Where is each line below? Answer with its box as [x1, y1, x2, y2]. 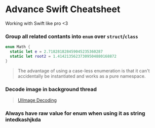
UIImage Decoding [17, 97, 57, 103]
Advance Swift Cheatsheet [5, 4, 121, 15]
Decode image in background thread [5, 86, 97, 93]
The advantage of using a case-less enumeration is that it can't [17, 67, 150, 74]
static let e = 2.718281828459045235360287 [10, 49, 103, 54]
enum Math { [5, 45, 30, 50]
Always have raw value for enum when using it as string [5, 110, 145, 117]
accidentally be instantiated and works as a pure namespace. [17, 73, 146, 79]
